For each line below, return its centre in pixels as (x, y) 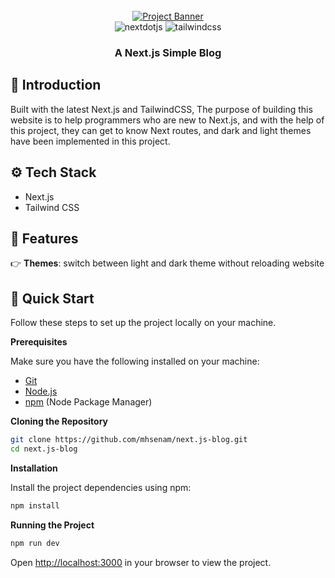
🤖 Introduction (56, 85)
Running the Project (52, 525)
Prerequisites (39, 342)
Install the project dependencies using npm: (101, 487)
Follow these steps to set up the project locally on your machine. (143, 323)
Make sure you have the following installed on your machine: (135, 361)
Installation (34, 468)
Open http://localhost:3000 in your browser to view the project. (141, 562)
